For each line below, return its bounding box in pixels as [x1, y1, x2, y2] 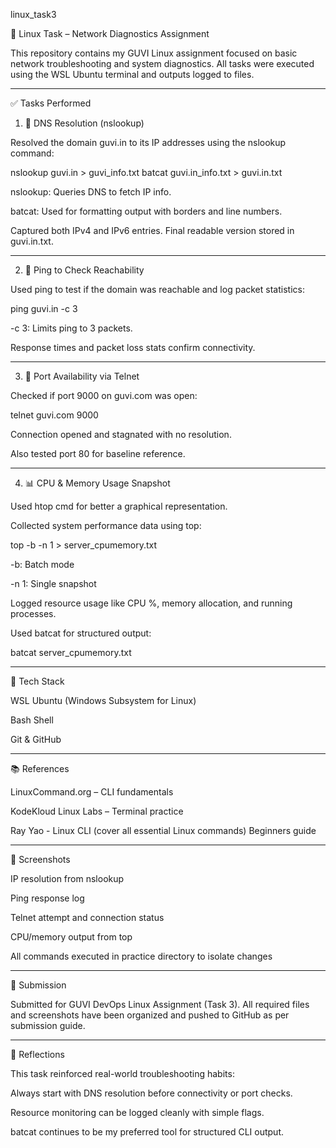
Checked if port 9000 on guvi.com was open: [10, 390, 198, 401]
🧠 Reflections [10, 1049, 65, 1060]
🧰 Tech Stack [10, 675, 65, 687]
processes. [10, 608, 57, 619]
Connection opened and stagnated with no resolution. [10, 429, 232, 440]
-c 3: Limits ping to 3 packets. [10, 322, 133, 334]
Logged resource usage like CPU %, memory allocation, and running [10, 597, 293, 609]
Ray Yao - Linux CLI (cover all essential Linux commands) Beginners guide [10, 825, 317, 836]
